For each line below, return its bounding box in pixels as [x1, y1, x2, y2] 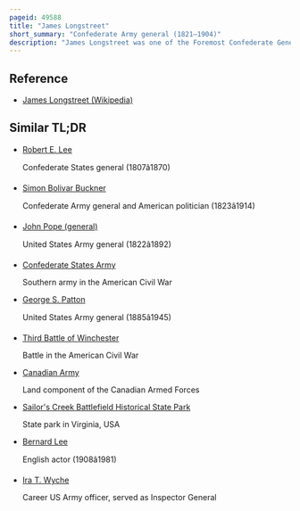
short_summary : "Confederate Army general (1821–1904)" [9, 29, 221, 38]
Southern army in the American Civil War [21, 276, 172, 287]
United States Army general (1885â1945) [21, 311, 172, 322]
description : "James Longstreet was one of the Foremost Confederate [9, 37, 274, 47]
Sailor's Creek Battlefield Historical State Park [21, 401, 191, 412]
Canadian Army [21, 367, 80, 377]
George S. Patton [21, 293, 86, 304]
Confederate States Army [21, 260, 116, 270]
